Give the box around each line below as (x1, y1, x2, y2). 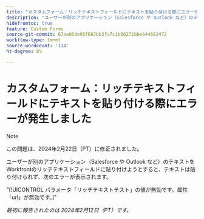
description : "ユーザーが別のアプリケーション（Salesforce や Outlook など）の (6, 15, 194, 21)
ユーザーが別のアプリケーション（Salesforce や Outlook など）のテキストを (6, 158, 195, 165)
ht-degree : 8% (6, 49, 42, 55)
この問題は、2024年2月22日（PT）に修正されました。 (6, 145, 143, 152)
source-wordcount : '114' (6, 43, 69, 49)
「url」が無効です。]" (6, 194, 57, 201)
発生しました (27, 112, 92, 126)
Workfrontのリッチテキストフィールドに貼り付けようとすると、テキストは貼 (6, 165, 196, 173)
